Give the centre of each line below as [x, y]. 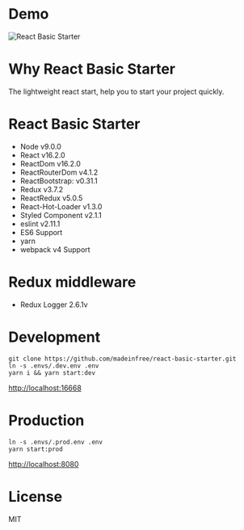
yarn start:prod [36, 449]
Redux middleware [72, 282]
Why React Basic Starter [92, 69]
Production [46, 420]
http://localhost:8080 [44, 464]
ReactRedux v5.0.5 [51, 198]
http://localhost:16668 [45, 388]
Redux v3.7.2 [41, 189]
